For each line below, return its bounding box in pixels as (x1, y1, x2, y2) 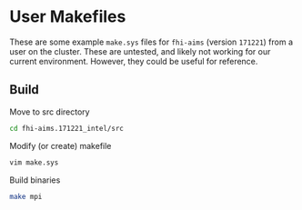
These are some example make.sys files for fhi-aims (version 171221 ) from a (9, 36, 294, 47)
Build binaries (9, 175, 61, 185)
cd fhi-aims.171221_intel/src (9, 124, 125, 133)
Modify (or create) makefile (9, 140, 112, 151)
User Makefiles (9, 6, 126, 27)
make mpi (9, 192, 43, 201)
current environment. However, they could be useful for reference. (9, 55, 258, 66)
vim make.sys (9, 157, 59, 167)
